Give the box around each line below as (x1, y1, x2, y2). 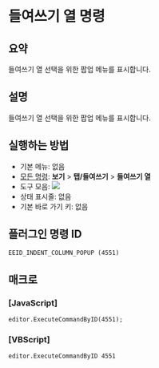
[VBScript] (8, 334, 50, 346)
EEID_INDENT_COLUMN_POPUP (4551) (8, 249, 120, 257)
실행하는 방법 (8, 139, 70, 152)
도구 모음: (19, 181, 50, 191)
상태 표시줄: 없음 (19, 192, 72, 201)
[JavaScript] (8, 297, 58, 309)
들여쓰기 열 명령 (8, 7, 105, 26)
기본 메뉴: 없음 (19, 161, 66, 171)
